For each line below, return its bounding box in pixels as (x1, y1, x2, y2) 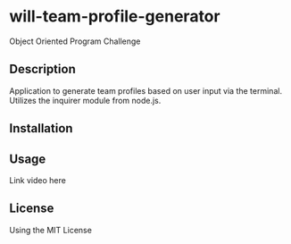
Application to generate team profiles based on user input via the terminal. (9, 85, 283, 96)
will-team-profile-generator (9, 6, 220, 27)
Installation (9, 121, 73, 136)
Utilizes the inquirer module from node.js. (9, 95, 162, 105)
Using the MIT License (9, 224, 92, 235)
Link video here (9, 174, 67, 185)
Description (9, 62, 76, 77)
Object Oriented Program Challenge (9, 36, 141, 46)
